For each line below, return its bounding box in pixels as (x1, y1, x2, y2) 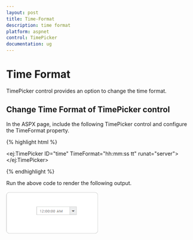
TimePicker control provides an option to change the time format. (6, 87, 167, 94)
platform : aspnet (6, 29, 50, 35)
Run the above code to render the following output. (6, 179, 132, 186)
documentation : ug (6, 41, 52, 47)
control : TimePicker (6, 35, 58, 41)
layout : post (6, 10, 39, 16)
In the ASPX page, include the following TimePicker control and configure (6, 120, 187, 128)
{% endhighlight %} (6, 168, 55, 175)
